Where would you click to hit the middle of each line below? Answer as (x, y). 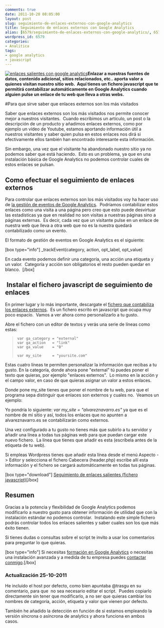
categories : (17, 42)
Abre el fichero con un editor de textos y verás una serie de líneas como (78, 324)
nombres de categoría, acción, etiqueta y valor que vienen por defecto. (77, 601)
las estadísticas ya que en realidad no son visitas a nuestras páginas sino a (81, 215)
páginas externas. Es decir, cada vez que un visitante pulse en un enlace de (82, 220)
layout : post (18, 19)
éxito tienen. (18, 528)
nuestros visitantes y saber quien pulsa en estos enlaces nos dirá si (73, 134)
